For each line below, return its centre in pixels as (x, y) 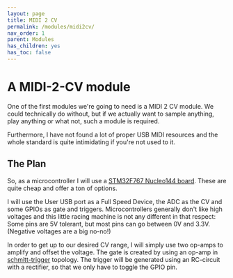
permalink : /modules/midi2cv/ (51, 26)
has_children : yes (34, 46)
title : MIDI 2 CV (32, 20)
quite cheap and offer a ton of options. (62, 188)
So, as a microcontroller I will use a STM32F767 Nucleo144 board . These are (117, 180)
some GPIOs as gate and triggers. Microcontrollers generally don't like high (115, 209)
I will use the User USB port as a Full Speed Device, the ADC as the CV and (115, 201)
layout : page (26, 14)
